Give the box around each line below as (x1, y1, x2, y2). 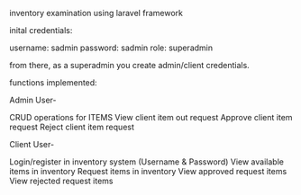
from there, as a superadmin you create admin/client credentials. (9, 60, 250, 70)
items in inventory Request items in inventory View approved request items (9, 166, 287, 176)
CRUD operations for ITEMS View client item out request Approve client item (9, 112, 293, 122)
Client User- (9, 139, 55, 149)
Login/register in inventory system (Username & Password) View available (9, 156, 284, 167)
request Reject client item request (9, 121, 135, 132)
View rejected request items (9, 175, 114, 186)
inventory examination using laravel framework (9, 8, 183, 18)
